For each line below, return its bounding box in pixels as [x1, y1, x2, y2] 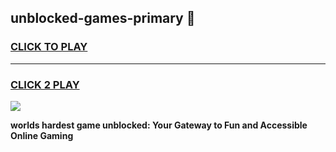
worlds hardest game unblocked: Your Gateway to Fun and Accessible [10, 119, 308, 131]
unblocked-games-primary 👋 [10, 10, 196, 27]
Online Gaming [10, 129, 74, 141]
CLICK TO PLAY [10, 40, 88, 54]
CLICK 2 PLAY [10, 77, 80, 91]
